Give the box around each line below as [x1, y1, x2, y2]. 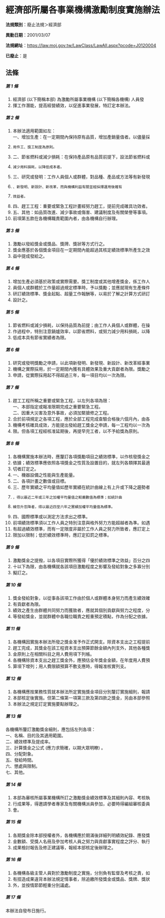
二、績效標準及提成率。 [5, 738, 53, 745]
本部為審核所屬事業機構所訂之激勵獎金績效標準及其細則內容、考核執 [12, 795, 150, 800]
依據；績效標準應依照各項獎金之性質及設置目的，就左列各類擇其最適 [12, 460, 150, 466]
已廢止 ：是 [5, 52, 27, 59]
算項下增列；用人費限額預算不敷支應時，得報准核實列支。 [12, 663, 129, 669]
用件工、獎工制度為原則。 [12, 145, 57, 150]
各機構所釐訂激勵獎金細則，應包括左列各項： [5, 726, 96, 732]
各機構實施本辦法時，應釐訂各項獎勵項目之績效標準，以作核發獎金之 [12, 454, 150, 459]
